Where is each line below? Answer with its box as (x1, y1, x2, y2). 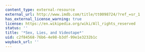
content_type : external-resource (5, 7, 75, 12)
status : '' (5, 26, 28, 31)
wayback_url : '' (5, 40, 39, 45)
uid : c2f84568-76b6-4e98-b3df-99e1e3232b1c (5, 35, 98, 40)
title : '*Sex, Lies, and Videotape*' (5, 30, 84, 35)
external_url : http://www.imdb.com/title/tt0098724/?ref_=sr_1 (5, 12, 140, 17)
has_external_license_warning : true (5, 16, 82, 21)
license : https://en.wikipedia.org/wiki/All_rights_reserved (5, 21, 136, 26)
